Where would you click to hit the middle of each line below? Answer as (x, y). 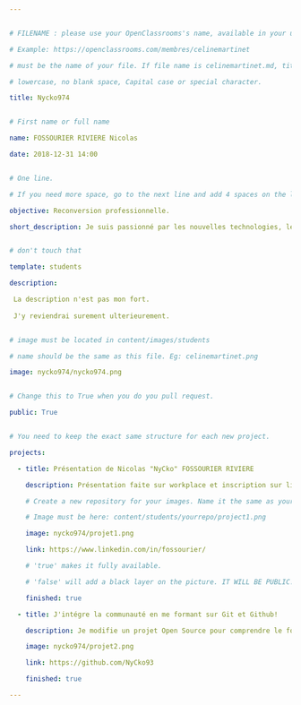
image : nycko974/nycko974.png (66, 373)
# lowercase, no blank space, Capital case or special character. (136, 82)
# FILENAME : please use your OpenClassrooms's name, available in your (148, 33)
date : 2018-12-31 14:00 (54, 154)
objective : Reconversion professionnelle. (90, 211)
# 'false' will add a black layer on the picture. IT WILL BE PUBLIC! (160, 582)
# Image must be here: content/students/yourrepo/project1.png (146, 517)
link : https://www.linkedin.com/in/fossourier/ (116, 550)
